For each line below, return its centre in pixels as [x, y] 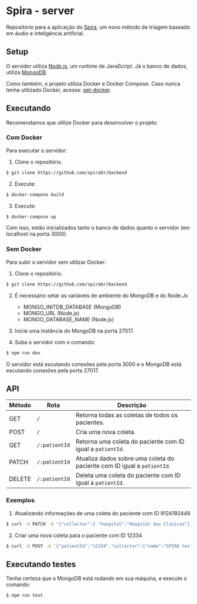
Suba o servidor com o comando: [55, 342]
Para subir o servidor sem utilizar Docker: [56, 262]
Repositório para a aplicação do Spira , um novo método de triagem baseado [98, 27]
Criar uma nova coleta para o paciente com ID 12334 [78, 535]
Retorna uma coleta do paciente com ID [130, 442]
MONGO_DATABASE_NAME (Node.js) [69, 319]
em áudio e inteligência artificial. [45, 33]
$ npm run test [25, 595]
